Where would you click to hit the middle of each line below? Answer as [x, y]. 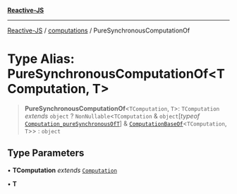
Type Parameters [46, 153]
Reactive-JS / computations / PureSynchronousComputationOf [99, 30]
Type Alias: [41, 59]
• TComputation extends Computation [62, 170]
